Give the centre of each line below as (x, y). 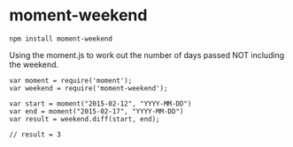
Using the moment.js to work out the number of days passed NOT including (147, 55)
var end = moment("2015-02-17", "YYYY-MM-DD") (96, 111)
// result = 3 (35, 134)
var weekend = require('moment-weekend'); (89, 88)
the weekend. (34, 64)
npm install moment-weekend (61, 39)
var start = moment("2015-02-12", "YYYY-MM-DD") (100, 103)
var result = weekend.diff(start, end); (85, 119)
